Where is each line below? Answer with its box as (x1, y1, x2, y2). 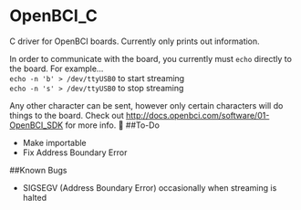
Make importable (22, 137, 87, 148)
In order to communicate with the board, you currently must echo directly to (9, 53, 292, 64)
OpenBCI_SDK (9, 120, 64, 131)
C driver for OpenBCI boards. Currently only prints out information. (9, 36, 260, 47)
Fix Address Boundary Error (22, 147, 128, 158)
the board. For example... (9, 63, 104, 74)
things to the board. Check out (9, 110, 125, 121)
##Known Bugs (9, 164, 67, 175)
